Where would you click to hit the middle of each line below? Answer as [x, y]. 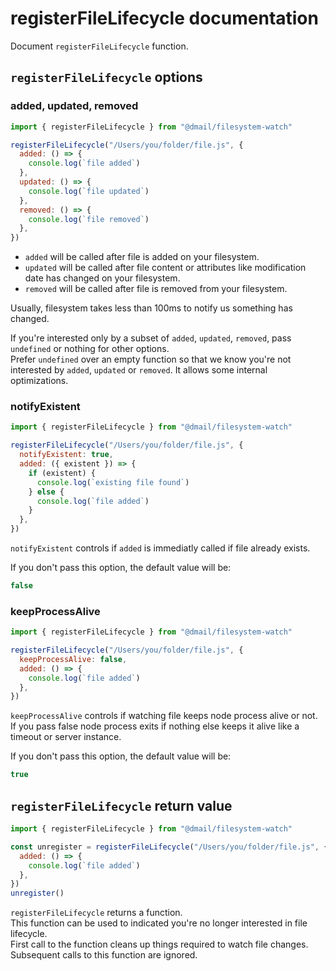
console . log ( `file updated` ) [89, 191]
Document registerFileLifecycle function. [99, 46]
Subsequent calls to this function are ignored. [104, 955]
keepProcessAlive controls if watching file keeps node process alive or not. [164, 716]
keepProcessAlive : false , [73, 659]
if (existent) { [62, 473]
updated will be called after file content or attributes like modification [165, 268]
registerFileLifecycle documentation [164, 18]
